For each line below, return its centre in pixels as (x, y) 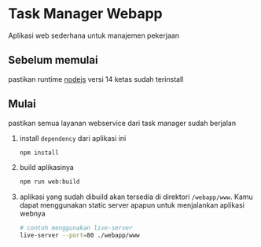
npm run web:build (50, 182)
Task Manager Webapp (85, 14)
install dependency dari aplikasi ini (73, 138)
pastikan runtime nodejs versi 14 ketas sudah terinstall (96, 79)
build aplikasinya (47, 168)
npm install (39, 153)
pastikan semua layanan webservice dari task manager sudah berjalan (122, 123)
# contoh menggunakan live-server (76, 228)
